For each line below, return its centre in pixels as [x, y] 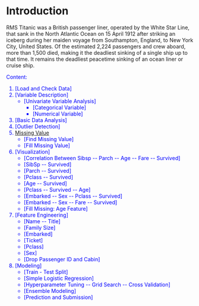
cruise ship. [20, 65]
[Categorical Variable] [59, 107]
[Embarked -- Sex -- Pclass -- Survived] [73, 196]
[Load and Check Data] [43, 88]
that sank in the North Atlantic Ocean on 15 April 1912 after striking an [91, 33]
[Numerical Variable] [58, 114]
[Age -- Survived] [45, 183]
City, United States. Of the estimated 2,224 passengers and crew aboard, [96, 46]
